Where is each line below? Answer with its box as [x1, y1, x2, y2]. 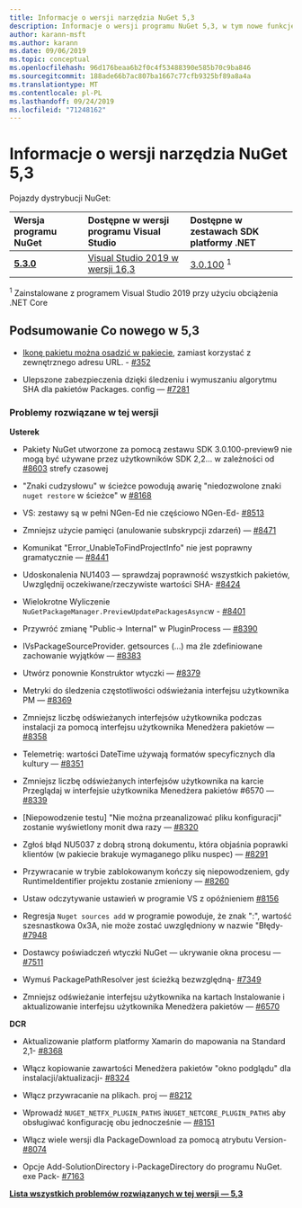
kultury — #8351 [22, 757, 84, 769]
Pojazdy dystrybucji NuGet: [9, 192, 111, 203]
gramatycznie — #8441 [22, 551, 110, 562]
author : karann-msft [9, 30, 87, 39]
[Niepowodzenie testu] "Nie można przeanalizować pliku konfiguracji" [22, 811, 282, 823]
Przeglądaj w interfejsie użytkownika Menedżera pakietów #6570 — [22, 784, 275, 796]
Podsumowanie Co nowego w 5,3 [9, 323, 200, 338]
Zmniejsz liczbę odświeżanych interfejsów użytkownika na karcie [22, 775, 264, 786]
